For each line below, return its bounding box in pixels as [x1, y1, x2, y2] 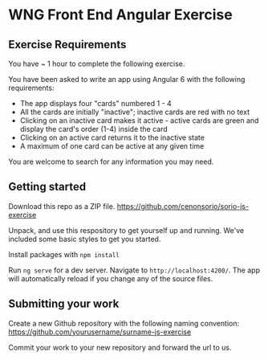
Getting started [8, 180, 87, 194]
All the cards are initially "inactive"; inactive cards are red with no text [19, 107, 250, 117]
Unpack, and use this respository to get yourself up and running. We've [8, 225, 245, 235]
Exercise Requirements [8, 38, 127, 51]
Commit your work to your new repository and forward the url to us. [8, 342, 232, 352]
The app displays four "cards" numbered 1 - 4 [19, 99, 173, 108]
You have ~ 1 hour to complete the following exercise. [8, 59, 185, 68]
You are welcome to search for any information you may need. [8, 157, 214, 166]
